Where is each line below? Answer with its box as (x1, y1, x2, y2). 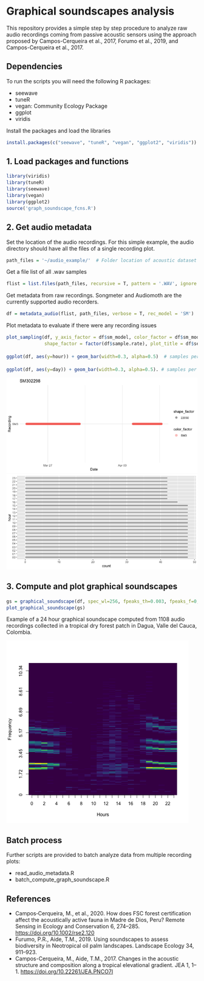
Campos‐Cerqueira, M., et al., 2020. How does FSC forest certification (15, 910, 191, 917)
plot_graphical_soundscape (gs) (6, 605, 86, 611)
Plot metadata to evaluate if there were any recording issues (6, 322, 157, 329)
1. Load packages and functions (6, 156, 129, 167)
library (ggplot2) (6, 199, 50, 205)
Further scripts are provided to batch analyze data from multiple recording (6, 851, 192, 859)
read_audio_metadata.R (15, 870, 75, 877)
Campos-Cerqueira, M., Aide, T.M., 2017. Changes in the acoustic (15, 955, 179, 962)
